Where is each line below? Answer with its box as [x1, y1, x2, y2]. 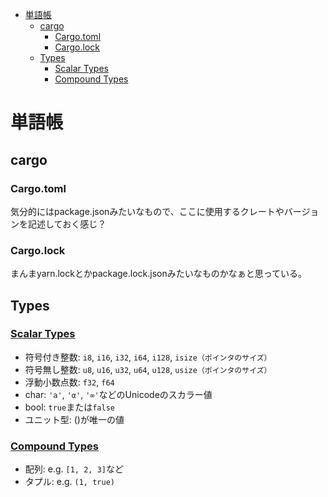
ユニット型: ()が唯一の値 [24, 413, 125, 425]
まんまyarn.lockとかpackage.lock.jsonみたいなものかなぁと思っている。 [10, 268, 308, 280]
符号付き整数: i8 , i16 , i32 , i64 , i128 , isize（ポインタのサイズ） [24, 351, 272, 363]
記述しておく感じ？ [27, 218, 107, 230]
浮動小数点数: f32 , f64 [24, 376, 115, 388]
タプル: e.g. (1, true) [24, 476, 115, 488]
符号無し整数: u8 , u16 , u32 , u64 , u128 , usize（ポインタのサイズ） [24, 363, 272, 375]
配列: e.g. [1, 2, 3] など [24, 463, 124, 475]
